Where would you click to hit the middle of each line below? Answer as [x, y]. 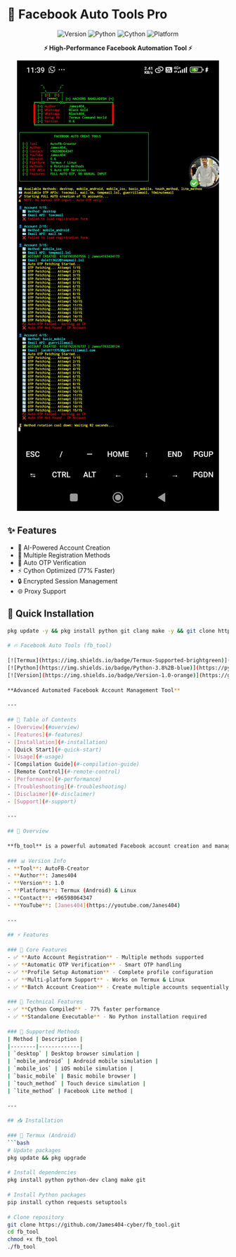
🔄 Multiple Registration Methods [64, 555]
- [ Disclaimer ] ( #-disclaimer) [52, 794]
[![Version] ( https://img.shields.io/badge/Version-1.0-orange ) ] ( [105, 675]
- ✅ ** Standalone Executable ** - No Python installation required [107, 1017]
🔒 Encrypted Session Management [67, 581]
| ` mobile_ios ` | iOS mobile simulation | [70, 1069]
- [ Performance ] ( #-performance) [54, 779]
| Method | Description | [45, 1039]
